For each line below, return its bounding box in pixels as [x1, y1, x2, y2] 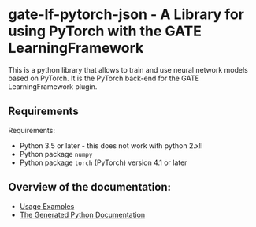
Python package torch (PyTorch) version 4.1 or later [19, 158, 187, 167]
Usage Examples [19, 201, 75, 210]
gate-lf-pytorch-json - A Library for [8, 6, 244, 24]
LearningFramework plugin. [8, 81, 98, 91]
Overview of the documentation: [8, 180, 172, 194]
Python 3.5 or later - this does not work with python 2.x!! [19, 140, 203, 151]
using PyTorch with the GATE [8, 22, 202, 40]
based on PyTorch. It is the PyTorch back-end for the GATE [8, 73, 199, 83]
